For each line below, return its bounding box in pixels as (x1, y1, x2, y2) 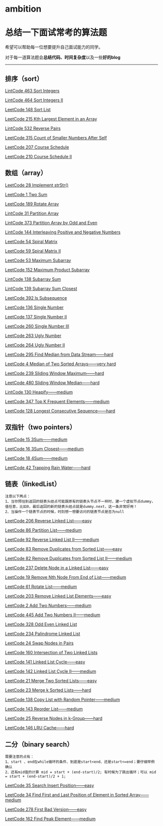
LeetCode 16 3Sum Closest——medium (5, 446, 84, 452)
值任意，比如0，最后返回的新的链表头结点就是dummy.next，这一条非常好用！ (5, 504, 137, 509)
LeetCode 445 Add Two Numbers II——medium (5, 612, 100, 618)
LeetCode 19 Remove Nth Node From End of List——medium (5, 574, 127, 580)
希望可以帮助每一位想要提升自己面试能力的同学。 (5, 44, 103, 50)
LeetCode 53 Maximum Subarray (5, 257, 71, 263)
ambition (5, 3, 42, 15)
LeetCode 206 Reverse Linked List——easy (5, 518, 92, 524)
